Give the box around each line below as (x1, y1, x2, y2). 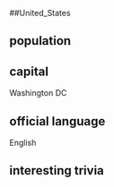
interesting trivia (9, 163, 105, 178)
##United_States (9, 8, 71, 18)
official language (9, 114, 106, 129)
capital (9, 64, 49, 79)
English (9, 138, 37, 149)
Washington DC (9, 88, 67, 98)
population (9, 33, 72, 48)
